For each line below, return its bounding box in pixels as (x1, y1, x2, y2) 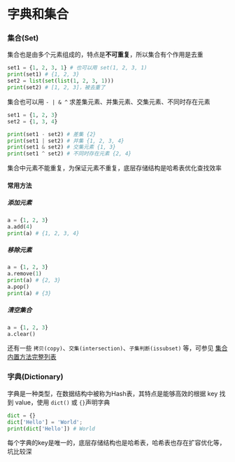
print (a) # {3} (7, 290, 52, 297)
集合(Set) (7, 33, 39, 43)
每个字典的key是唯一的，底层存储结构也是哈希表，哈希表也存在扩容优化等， (7, 439, 226, 447)
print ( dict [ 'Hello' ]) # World (7, 425, 96, 432)
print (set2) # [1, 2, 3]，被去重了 (7, 84, 106, 91)
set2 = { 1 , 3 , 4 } (7, 118, 58, 125)
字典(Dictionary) (7, 372, 64, 382)
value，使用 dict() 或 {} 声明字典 (15, 398, 111, 407)
